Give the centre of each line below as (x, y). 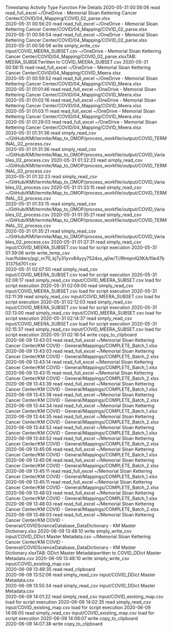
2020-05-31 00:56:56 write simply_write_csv (53, 45)
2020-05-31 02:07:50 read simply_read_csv (52, 269)
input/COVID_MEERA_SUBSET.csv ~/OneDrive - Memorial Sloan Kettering (83, 51)
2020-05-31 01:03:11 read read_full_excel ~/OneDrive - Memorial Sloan (80, 111)
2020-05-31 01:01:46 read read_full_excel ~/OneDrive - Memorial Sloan (81, 89)
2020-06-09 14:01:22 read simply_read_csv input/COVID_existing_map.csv (84, 597)
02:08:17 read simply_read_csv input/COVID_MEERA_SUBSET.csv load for (83, 280)
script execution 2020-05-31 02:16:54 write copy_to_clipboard (71, 335)
